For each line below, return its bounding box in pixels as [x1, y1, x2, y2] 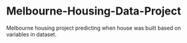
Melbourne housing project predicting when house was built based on [6, 24, 182, 31]
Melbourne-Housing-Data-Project [6, 4, 182, 18]
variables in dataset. [6, 30, 57, 38]
